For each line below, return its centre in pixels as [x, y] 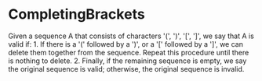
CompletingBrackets [76, 14]
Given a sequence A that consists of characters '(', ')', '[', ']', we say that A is [131, 36]
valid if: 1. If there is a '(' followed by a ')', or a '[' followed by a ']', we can [126, 44]
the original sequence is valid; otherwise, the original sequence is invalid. [126, 69]
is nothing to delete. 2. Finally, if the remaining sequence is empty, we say [127, 61]
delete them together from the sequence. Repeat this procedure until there [129, 52]
